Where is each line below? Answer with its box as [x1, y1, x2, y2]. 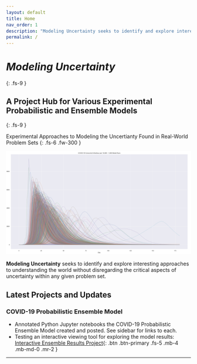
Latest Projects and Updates [6, 289, 112, 299]
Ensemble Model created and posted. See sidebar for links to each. [14, 327, 178, 334]
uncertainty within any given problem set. [6, 273, 107, 280]
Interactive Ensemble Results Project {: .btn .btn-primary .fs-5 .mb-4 [14, 339, 179, 346]
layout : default [6, 9, 46, 15]
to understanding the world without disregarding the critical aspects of [6, 267, 177, 274]
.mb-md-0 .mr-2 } [14, 346, 58, 353]
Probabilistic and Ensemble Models [6, 106, 138, 116]
